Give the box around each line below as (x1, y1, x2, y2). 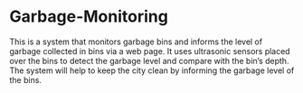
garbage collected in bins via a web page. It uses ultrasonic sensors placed (9, 45, 291, 56)
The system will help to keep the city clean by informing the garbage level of (9, 65, 295, 76)
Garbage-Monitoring (9, 6, 169, 27)
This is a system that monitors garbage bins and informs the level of (9, 36, 263, 47)
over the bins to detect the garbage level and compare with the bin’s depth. (9, 55, 289, 66)
